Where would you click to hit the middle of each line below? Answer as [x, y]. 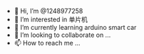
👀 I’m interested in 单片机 [51, 19]
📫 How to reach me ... [47, 43]
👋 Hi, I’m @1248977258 [48, 11]
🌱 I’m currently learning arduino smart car [75, 27]
